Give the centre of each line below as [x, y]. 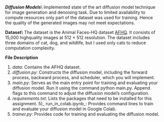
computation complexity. [30, 48]
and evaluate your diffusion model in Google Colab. [64, 109]
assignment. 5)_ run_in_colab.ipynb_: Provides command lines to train [83, 104]
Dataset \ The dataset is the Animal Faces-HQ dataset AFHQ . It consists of [80, 32]
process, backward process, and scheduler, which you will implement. [83, 77]
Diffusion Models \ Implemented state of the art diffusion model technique [80, 7]
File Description [22, 58]
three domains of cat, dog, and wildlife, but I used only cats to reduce [76, 43]
